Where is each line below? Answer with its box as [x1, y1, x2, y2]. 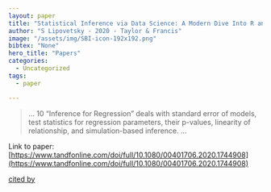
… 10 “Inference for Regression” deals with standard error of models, [27, 108, 257, 118]
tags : [8, 72, 27, 80]
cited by [8, 174, 35, 184]
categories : [8, 57, 48, 65]
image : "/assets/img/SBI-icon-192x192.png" [8, 34, 157, 43]
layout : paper [8, 11, 56, 20]
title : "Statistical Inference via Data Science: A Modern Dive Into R [8, 19, 254, 27]
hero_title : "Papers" [8, 49, 81, 57]
